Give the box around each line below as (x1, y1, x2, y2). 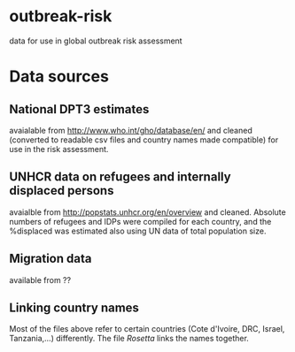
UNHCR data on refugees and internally (9, 170, 232, 185)
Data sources (9, 66, 109, 87)
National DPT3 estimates (9, 102, 150, 117)
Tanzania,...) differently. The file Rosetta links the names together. (9, 333, 250, 344)
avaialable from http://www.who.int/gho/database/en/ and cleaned (9, 125, 252, 135)
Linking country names (9, 300, 140, 315)
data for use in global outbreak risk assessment (9, 35, 183, 46)
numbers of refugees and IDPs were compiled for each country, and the (9, 216, 272, 226)
